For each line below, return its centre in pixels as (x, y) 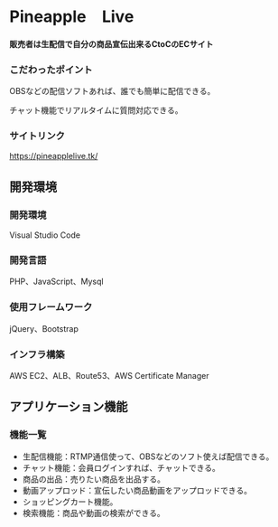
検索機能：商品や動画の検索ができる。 (93, 513)
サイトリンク (37, 136)
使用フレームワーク (51, 307)
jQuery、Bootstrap (44, 328)
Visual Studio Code (45, 235)
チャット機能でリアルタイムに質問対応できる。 (96, 110)
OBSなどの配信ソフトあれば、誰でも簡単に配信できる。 (112, 91)
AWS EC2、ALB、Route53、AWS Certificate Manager (109, 375)
